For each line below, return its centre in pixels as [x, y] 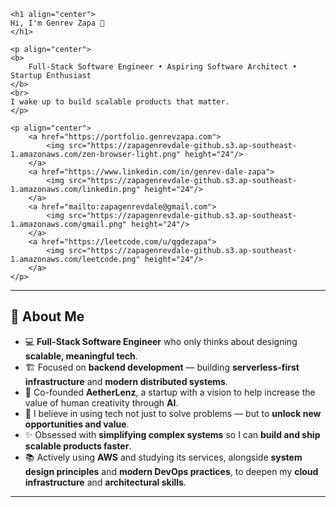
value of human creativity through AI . [101, 402]
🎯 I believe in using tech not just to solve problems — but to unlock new [173, 413]
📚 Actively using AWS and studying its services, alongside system [163, 457]
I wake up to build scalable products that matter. [120, 102]
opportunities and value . [77, 424]
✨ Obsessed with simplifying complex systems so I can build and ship [172, 434]
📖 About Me [47, 316]
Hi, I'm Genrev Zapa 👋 [57, 23]
